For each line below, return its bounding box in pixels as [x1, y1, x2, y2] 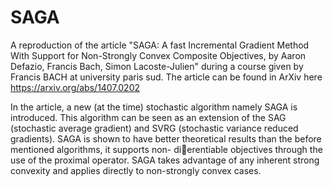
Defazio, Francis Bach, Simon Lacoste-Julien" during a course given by [10, 60, 304, 72]
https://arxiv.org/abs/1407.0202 [10, 81, 141, 93]
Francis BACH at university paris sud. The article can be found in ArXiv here [10, 71, 323, 83]
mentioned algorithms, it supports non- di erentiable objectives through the [10, 143, 323, 155]
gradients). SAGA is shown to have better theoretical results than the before [10, 132, 322, 145]
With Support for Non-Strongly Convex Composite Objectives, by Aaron [10, 49, 307, 61]
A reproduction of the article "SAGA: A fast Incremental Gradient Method [10, 39, 310, 51]
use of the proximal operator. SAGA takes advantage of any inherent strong [10, 154, 320, 166]
